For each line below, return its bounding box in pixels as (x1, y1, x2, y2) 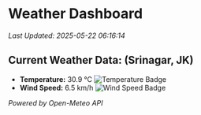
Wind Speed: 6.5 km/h (19, 83, 94, 92)
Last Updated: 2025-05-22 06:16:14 (8, 31, 126, 40)
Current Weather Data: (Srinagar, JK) (8, 54, 195, 67)
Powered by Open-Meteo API (8, 98, 104, 107)
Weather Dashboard (8, 5, 143, 23)
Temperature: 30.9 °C (19, 74, 93, 83)
